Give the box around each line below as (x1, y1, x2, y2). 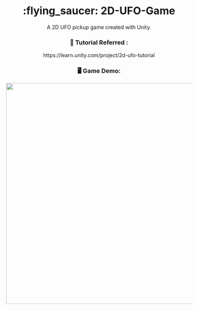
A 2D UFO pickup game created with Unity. (47, 24, 151, 31)
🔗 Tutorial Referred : (70, 38, 128, 47)
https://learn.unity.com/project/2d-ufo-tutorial (43, 52, 155, 59)
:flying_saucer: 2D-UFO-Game (22, 4, 176, 18)
